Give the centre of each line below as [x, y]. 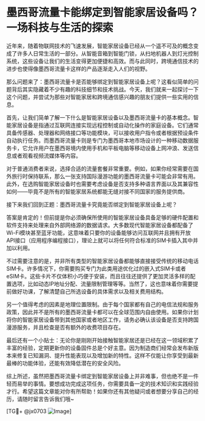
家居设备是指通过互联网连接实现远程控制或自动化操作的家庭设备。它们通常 [105, 125]
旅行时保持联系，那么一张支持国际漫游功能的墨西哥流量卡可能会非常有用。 [105, 176]
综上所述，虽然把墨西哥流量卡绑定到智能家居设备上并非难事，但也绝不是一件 [103, 376]
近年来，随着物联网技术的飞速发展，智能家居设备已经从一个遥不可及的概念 [100, 46]
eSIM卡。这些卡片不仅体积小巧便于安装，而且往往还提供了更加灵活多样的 [98, 276]
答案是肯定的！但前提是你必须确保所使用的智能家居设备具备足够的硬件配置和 [103, 217]
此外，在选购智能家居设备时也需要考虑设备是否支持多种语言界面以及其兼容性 [103, 184]
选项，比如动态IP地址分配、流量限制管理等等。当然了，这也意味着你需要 [102, 284]
